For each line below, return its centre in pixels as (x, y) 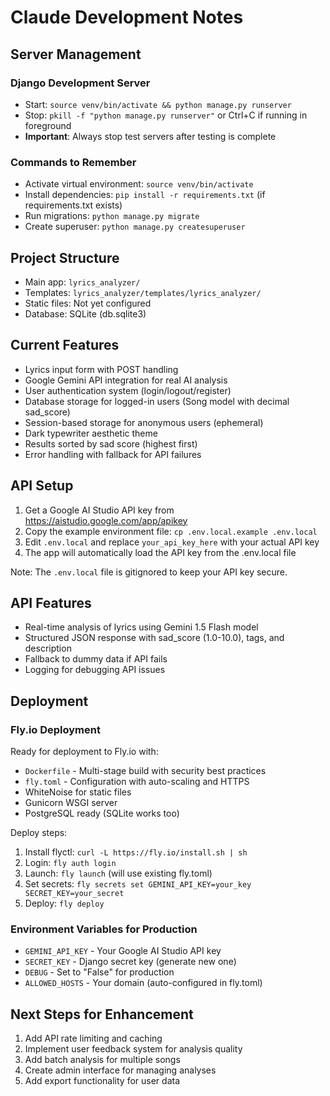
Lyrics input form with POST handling (101, 369)
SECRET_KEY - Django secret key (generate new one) (130, 962)
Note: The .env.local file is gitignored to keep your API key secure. (149, 572)
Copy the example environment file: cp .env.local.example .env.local (171, 531)
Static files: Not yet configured (88, 303)
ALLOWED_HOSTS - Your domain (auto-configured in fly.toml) (143, 983)
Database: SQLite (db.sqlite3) (85, 313)
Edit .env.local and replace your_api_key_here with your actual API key (172, 542)
